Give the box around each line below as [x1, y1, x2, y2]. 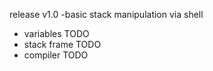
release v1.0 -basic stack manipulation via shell [9, 9, 204, 20]
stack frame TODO [23, 39, 102, 50]
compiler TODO [23, 49, 89, 61]
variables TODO [23, 28, 90, 39]
